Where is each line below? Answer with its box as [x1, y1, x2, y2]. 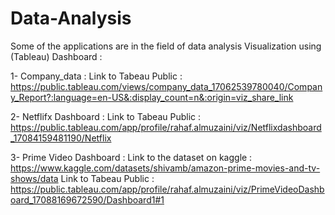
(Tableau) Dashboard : [10, 50, 103, 62]
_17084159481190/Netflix [10, 132, 112, 144]
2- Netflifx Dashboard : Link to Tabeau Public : [10, 110, 202, 122]
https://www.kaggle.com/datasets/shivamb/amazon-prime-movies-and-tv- [10, 162, 321, 174]
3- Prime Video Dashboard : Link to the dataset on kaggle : [10, 151, 253, 163]
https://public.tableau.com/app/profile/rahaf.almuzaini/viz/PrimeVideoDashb [10, 183, 325, 195]
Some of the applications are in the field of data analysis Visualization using [10, 40, 322, 52]
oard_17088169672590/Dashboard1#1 [10, 193, 165, 206]
